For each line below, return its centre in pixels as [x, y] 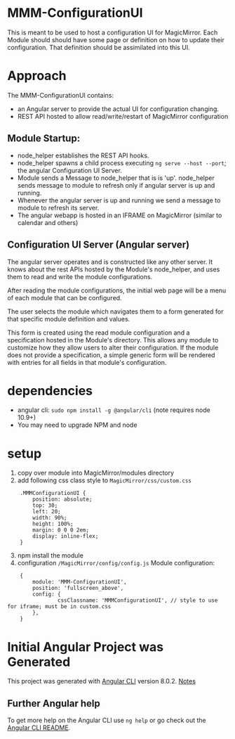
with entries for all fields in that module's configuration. [87, 362]
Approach [37, 76]
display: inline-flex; [66, 536]
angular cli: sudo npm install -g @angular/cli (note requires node [114, 410]
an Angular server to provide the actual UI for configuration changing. [118, 109]
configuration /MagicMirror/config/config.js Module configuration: [116, 563]
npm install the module [51, 555]
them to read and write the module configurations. [80, 276]
